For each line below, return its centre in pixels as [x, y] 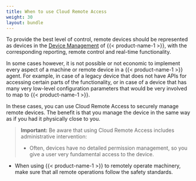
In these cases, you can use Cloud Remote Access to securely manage [92, 106]
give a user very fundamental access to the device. [92, 154]
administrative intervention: [54, 137]
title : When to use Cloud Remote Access [57, 12]
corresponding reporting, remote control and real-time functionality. [89, 52]
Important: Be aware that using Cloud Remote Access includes [97, 130]
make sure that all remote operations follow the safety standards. [94, 172]
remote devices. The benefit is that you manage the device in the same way [98, 112]
